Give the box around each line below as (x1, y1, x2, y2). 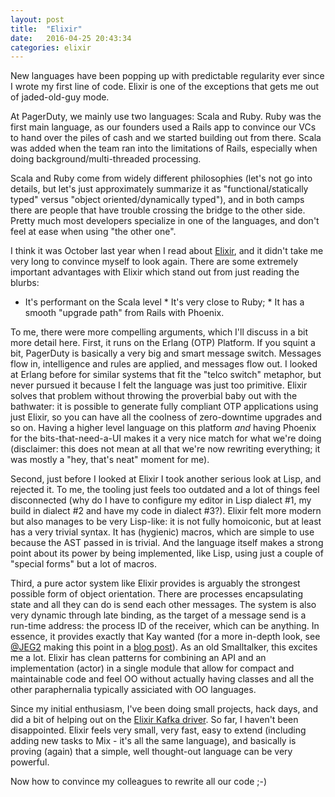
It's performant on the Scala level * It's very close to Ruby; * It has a (24, 296, 305, 308)
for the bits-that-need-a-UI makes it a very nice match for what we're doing (10, 432, 322, 445)
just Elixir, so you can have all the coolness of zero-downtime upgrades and (10, 411, 322, 423)
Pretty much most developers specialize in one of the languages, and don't (10, 215, 320, 227)
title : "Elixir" (10, 24, 83, 34)
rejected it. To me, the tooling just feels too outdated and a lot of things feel (10, 484, 320, 496)
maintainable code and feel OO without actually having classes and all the (10, 673, 315, 685)
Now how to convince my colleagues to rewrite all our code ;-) (10, 776, 268, 788)
